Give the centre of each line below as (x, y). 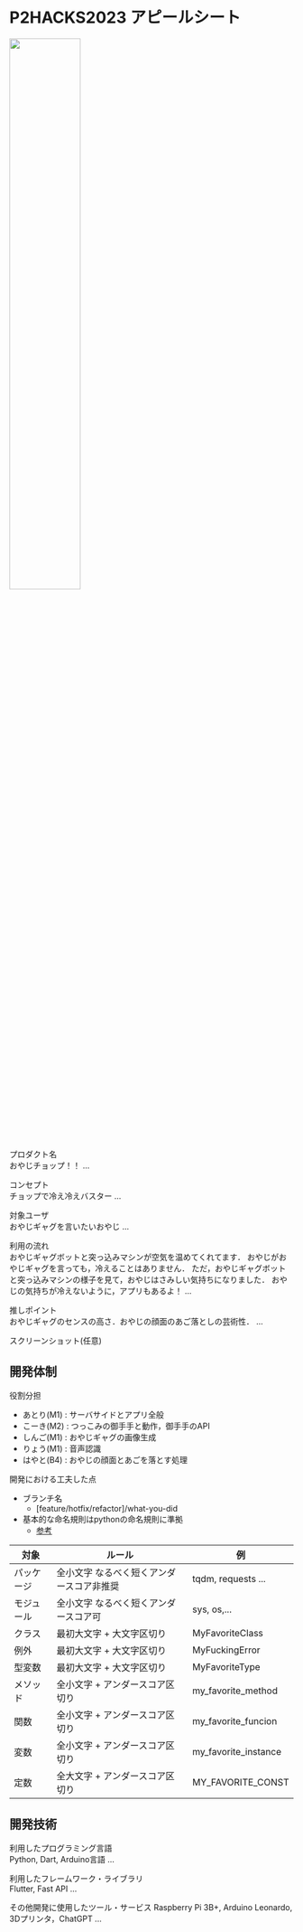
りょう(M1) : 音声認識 (62, 1448)
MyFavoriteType (226, 1666)
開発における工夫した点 (53, 1479)
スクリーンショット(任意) (55, 1340)
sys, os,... (212, 1609)
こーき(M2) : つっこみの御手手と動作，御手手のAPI (116, 1426)
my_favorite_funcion (235, 1720)
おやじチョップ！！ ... (50, 1165)
